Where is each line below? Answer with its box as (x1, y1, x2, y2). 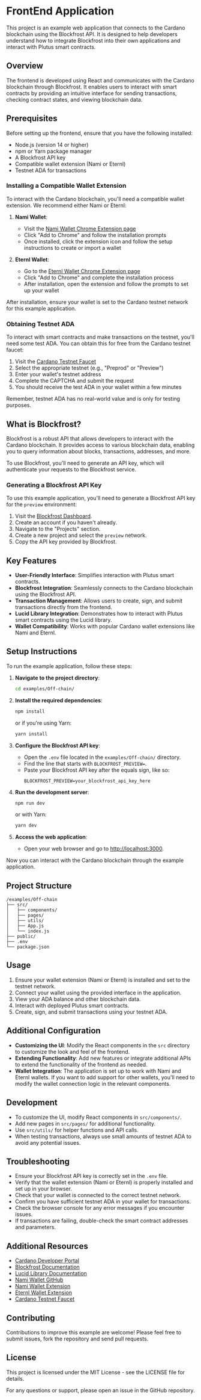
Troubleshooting (6, 1156, 70, 1166)
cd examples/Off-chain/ (14, 686, 75, 692)
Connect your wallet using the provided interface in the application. (14, 989, 182, 996)
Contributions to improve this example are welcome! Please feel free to (6, 1328, 182, 1336)
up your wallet (23, 287, 59, 294)
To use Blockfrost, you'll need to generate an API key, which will (6, 459, 164, 466)
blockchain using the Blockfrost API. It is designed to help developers (6, 30, 178, 37)
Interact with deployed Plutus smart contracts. (14, 1002, 130, 1009)
